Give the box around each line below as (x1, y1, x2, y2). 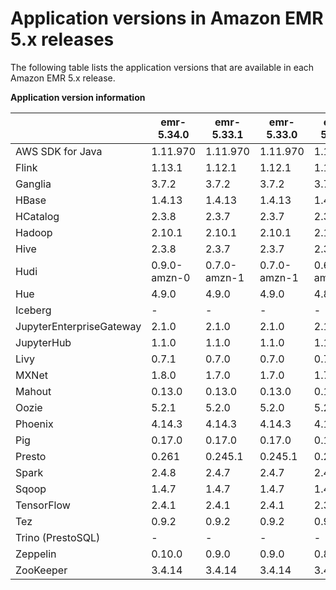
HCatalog (15, 209, 60, 223)
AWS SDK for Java (15, 144, 103, 158)
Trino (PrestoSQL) (15, 530, 101, 544)
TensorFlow (15, 498, 71, 512)
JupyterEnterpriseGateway (15, 319, 142, 333)
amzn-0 (151, 270, 191, 284)
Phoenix (15, 417, 54, 431)
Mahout (15, 384, 52, 398)
